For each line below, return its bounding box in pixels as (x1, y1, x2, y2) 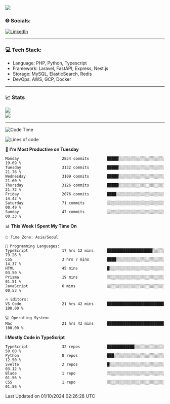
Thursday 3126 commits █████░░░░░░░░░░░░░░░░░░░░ (5, 183, 164, 188)
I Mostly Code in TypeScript (5, 334, 65, 340)
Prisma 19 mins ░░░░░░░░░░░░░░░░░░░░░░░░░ (5, 275, 164, 280)
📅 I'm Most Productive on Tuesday (5, 146, 79, 152)
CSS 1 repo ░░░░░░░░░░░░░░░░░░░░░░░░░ (5, 380, 164, 385)
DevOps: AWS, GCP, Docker (12, 76, 72, 82)
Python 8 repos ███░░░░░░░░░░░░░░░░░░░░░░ (5, 353, 164, 358)
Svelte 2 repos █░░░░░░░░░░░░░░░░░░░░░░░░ (5, 362, 164, 367)
